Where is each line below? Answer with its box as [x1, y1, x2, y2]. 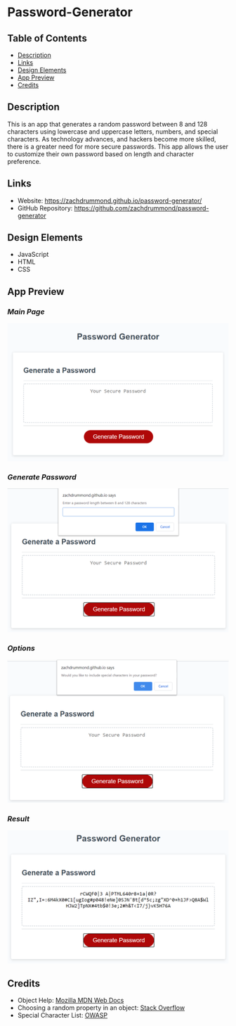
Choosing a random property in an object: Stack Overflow [17, 1003, 185, 1012]
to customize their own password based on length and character [7, 149, 195, 158]
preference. [7, 157, 41, 165]
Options [7, 643, 35, 653]
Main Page [7, 307, 45, 317]
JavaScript [17, 251, 49, 259]
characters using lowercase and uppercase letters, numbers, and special [7, 127, 218, 136]
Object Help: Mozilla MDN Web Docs [17, 996, 124, 1005]
